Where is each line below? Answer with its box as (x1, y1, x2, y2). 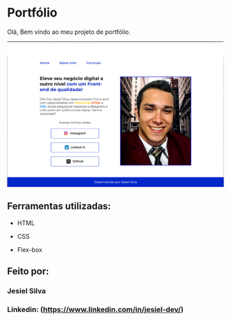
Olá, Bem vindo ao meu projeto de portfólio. (7, 28, 131, 36)
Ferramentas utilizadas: (7, 200, 111, 212)
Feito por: (7, 266, 49, 278)
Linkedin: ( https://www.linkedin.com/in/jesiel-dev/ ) (7, 305, 184, 315)
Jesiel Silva (7, 286, 46, 296)
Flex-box (16, 245, 43, 253)
